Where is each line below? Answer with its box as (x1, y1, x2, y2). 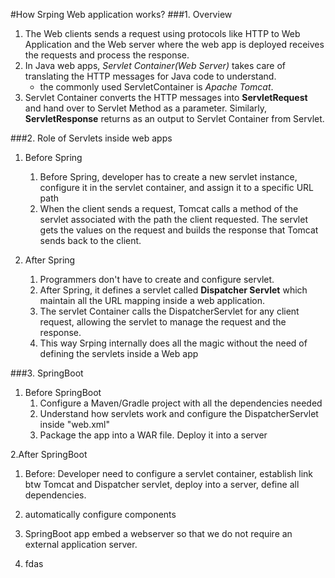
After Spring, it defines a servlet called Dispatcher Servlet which (39, 284, 308, 296)
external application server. (24, 539, 138, 550)
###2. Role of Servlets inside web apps (10, 132, 173, 144)
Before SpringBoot (24, 387, 102, 398)
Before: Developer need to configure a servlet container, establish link (24, 468, 314, 479)
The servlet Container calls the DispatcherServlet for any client (39, 305, 300, 317)
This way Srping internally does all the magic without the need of (39, 337, 308, 349)
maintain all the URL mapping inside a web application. (39, 295, 266, 306)
